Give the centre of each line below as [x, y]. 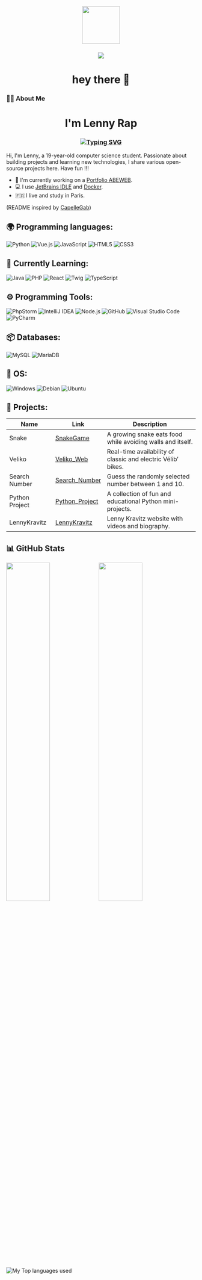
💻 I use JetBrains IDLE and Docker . [59, 187]
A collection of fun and [139, 494]
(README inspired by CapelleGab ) [49, 207]
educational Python [135, 501]
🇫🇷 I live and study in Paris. [50, 195]
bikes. [116, 467]
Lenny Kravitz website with [145, 519]
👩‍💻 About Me [26, 99]
